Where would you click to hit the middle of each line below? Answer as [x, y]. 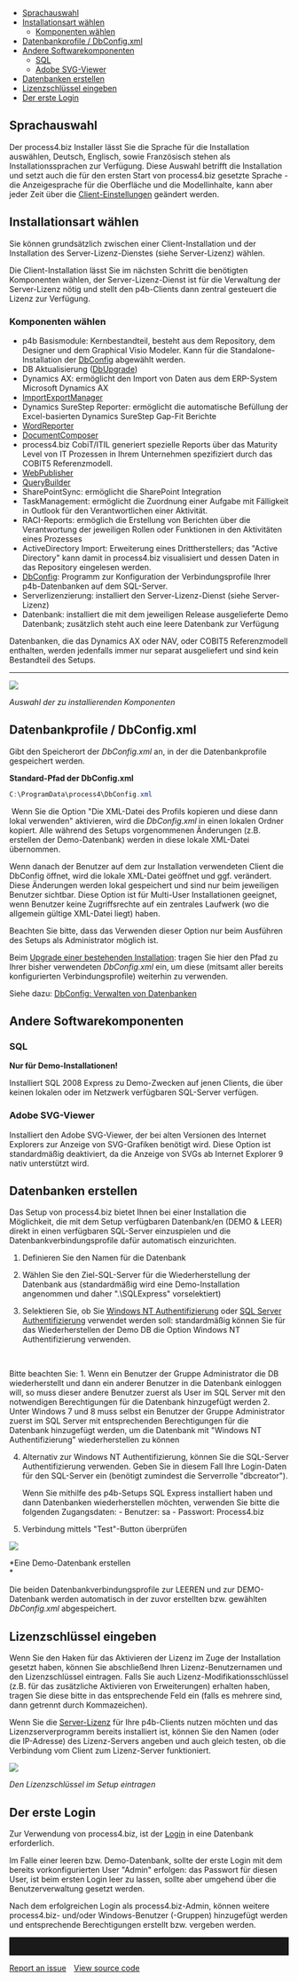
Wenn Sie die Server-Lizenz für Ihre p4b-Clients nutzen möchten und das [144, 1723]
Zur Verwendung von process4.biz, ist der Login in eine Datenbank [132, 1834]
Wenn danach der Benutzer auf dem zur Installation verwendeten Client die [146, 866]
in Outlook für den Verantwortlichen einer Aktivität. [115, 511]
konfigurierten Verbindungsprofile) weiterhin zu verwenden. [119, 976]
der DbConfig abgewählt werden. [125, 360]
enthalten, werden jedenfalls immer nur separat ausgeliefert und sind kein [144, 650]
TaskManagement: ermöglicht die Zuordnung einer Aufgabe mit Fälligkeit [155, 501]
